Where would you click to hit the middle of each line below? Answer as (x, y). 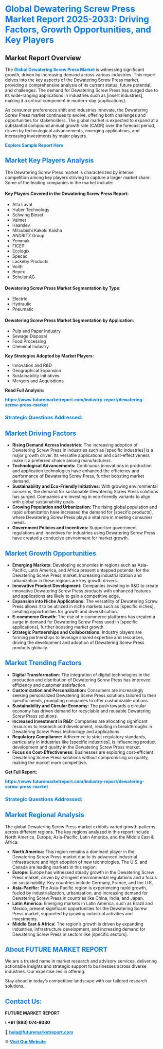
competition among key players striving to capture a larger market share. (78, 177)
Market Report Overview (43, 58)
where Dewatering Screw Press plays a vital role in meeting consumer (82, 517)
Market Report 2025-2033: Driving (77, 19)
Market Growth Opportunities (51, 553)
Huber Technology (31, 210)
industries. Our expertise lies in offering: (45, 972)
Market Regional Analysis (45, 815)
